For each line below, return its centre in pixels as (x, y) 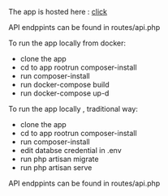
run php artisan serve (56, 168)
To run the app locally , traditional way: (73, 109)
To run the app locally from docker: (67, 43)
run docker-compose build (65, 85)
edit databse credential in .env (71, 150)
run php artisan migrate (59, 159)
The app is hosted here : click (58, 12)
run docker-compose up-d (65, 93)
